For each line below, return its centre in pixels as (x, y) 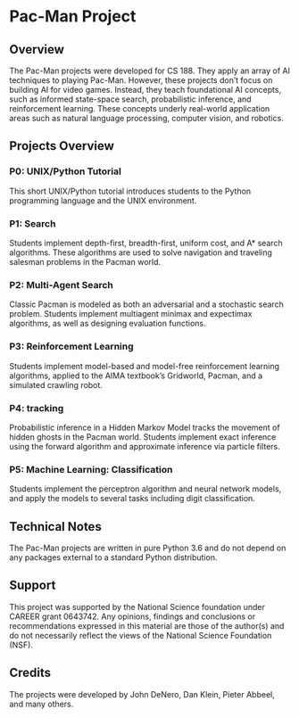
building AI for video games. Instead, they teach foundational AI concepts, (145, 90)
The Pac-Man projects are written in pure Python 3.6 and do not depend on (148, 548)
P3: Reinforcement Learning (71, 347)
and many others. (42, 704)
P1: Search (33, 223)
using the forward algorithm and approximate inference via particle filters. (145, 446)
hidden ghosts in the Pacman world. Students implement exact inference (143, 437)
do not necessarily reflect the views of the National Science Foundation (141, 635)
